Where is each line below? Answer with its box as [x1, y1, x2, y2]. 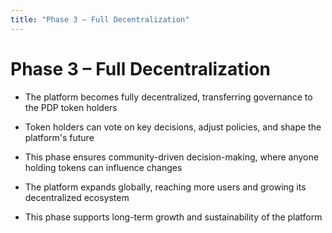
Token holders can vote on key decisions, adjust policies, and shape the [24, 121, 322, 133]
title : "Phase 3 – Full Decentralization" [10, 14, 190, 25]
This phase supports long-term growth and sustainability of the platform [24, 211, 323, 223]
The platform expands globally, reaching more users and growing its [24, 181, 307, 193]
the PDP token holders [24, 101, 118, 113]
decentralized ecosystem [24, 191, 130, 203]
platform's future [24, 131, 95, 143]
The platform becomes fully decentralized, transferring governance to [24, 91, 313, 103]
